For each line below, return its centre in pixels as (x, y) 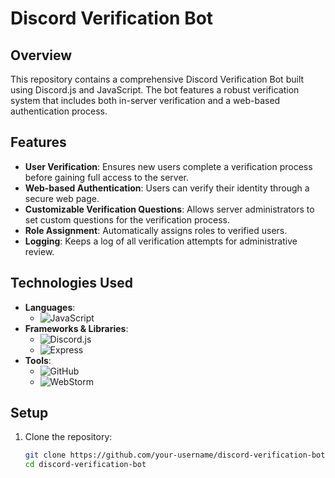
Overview (41, 55)
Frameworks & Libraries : (76, 328)
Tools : (38, 360)
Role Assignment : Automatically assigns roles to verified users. (156, 230)
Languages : (50, 307)
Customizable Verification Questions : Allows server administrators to (169, 209)
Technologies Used (71, 283)
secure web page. (62, 198)
